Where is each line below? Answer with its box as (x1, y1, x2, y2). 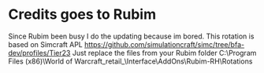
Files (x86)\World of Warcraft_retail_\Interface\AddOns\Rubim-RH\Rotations (8, 57, 253, 66)
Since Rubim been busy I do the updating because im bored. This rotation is (8, 31, 255, 41)
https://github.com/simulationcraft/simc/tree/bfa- (84, 39, 245, 49)
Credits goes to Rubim (8, 5, 156, 24)
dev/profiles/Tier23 (8, 48, 71, 57)
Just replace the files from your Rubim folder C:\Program (72, 48, 257, 57)
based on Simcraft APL (8, 39, 83, 49)
